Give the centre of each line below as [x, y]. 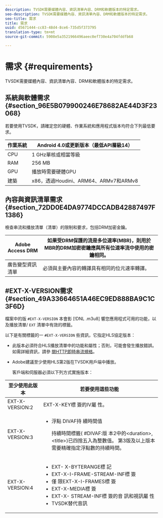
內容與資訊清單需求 [34, 200]
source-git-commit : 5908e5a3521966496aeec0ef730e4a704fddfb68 [69, 37]
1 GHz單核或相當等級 [56, 154]
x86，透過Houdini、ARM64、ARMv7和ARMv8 [85, 181]
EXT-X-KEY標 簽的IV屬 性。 [75, 405]
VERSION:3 [20, 438]
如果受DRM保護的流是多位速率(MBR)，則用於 [99, 241]
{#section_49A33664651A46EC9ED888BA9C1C [80, 298]
